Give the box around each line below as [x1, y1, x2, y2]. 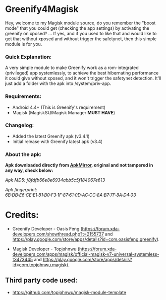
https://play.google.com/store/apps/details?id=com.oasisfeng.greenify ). [12, 236, 160, 242]
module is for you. [5, 41, 42, 47]
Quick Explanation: [5, 53, 52, 60]
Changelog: [5, 122, 34, 129]
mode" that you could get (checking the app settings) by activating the [5, 25, 150, 31]
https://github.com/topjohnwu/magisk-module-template [12, 289, 126, 295]
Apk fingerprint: [5, 187, 38, 193]
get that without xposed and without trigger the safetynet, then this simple [5, 36, 157, 42]
